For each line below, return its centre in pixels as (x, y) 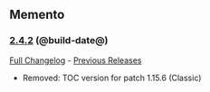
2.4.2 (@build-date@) (59, 41)
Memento (37, 15)
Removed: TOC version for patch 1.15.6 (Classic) (112, 78)
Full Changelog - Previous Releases (76, 60)
